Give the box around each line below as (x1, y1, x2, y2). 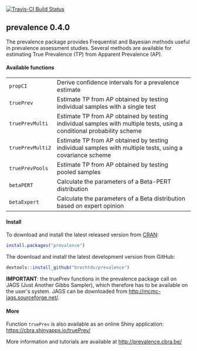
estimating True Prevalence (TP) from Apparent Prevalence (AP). (6, 51, 162, 58)
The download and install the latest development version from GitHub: (6, 253, 175, 260)
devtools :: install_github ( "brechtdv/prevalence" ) (6, 265, 130, 270)
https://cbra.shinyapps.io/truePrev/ (6, 327, 91, 334)
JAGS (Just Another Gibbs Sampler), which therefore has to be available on (6, 281, 188, 288)
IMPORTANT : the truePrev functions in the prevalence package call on (6, 275, 177, 282)
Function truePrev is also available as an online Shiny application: (6, 320, 164, 327)
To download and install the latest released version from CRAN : (6, 231, 159, 238)
